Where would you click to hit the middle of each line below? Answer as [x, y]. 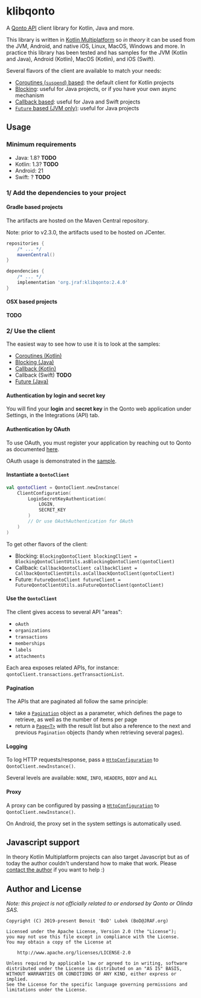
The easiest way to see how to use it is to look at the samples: [83, 344]
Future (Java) [32, 382]
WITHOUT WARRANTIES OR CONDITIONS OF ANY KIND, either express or [91, 974]
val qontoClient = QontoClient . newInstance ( [63, 487]
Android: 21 [29, 170]
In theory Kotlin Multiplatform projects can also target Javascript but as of [98, 857]
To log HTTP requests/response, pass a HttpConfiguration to [82, 760]
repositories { [25, 243]
